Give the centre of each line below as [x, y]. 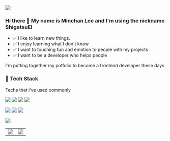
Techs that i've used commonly [38, 90]
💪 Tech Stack [22, 79]
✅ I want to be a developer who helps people [60, 55]
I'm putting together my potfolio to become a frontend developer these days [85, 66]
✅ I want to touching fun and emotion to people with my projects [80, 50]
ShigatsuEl [19, 27]
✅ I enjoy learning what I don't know [51, 44]
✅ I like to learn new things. [41, 38]
